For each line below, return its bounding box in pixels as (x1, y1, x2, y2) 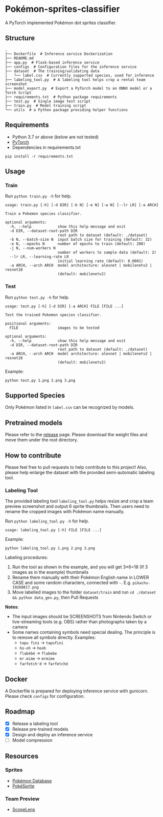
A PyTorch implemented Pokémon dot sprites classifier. (5, 20, 116, 26)
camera (12, 624, 28, 630)
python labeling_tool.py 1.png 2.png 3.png (5, 546, 95, 551)
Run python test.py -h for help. (5, 294, 70, 300)
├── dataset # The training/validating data (5, 68, 99, 73)
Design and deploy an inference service (12, 732, 93, 738)
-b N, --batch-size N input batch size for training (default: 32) (9, 237, 152, 242)
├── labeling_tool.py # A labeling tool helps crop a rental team (5, 77, 146, 82)
